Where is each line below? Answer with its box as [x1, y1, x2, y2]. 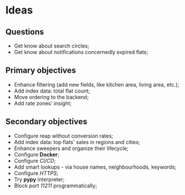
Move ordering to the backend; [13, 93, 89, 100]
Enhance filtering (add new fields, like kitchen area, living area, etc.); [13, 81, 180, 88]
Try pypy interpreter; [13, 176, 65, 183]
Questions [5, 27, 44, 37]
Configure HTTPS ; [13, 169, 59, 176]
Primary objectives [5, 66, 77, 76]
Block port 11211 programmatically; [13, 182, 97, 189]
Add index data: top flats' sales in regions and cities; [13, 138, 141, 145]
